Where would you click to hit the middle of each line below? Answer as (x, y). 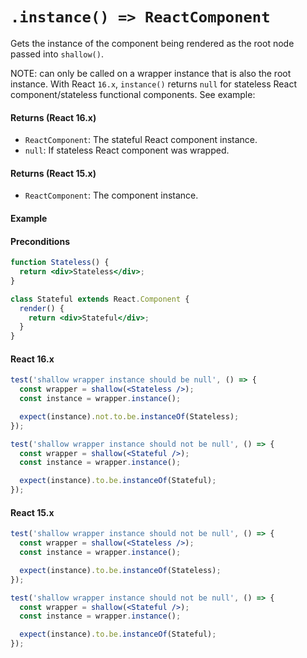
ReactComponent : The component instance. (111, 195)
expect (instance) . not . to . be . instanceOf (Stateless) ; (129, 416)
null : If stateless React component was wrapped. (127, 150)
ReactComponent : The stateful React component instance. (141, 140)
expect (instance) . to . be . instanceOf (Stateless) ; (120, 570)
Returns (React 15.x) (53, 173)
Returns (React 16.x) (53, 117)
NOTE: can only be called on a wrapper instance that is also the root (151, 73)
